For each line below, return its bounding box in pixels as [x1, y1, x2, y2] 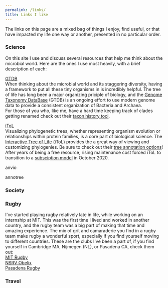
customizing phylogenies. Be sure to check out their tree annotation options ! [5, 144, 163, 150]
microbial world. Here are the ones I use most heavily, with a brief [5, 60, 141, 66]
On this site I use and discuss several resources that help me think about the [5, 55, 163, 61]
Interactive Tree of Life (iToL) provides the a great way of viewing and [5, 139, 149, 145]
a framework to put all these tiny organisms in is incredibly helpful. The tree [5, 86, 161, 92]
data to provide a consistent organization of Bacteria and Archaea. [5, 102, 142, 108]
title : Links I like [5, 12, 49, 17]
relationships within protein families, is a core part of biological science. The [5, 133, 162, 139]
